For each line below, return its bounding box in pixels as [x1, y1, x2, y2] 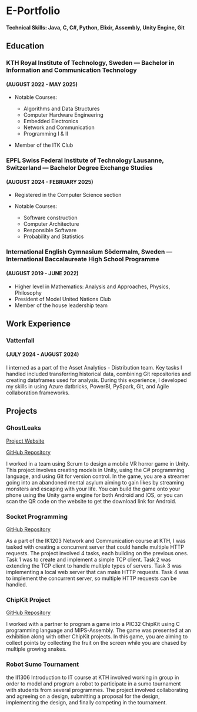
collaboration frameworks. [6, 389, 70, 396]
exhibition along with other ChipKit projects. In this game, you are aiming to [6, 633, 188, 640]
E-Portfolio [6, 4, 61, 18]
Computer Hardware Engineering [23, 111, 104, 118]
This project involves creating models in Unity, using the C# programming [6, 466, 185, 473]
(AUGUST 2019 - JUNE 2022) [6, 269, 79, 276]
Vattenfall [6, 336, 35, 344]
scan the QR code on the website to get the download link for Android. [6, 497, 176, 505]
